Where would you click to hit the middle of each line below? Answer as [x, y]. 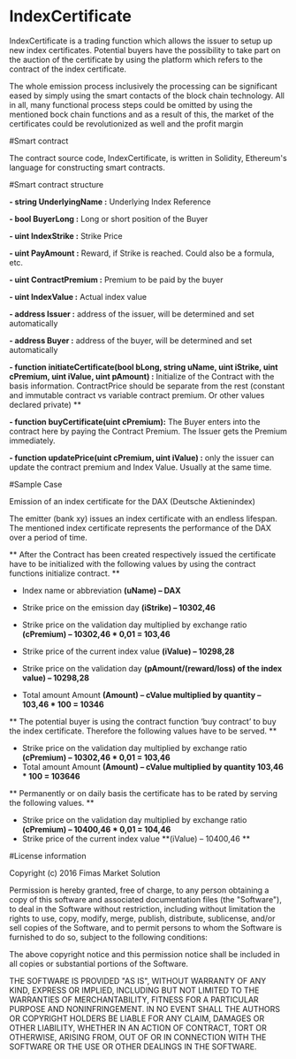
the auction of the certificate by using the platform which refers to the [136, 59]
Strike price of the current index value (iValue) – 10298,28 [128, 651]
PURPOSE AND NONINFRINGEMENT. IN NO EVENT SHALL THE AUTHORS [145, 1009]
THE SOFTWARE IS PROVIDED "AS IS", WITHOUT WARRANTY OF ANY [138, 980]
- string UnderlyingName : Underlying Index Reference [110, 202]
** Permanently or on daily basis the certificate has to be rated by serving [144, 793]
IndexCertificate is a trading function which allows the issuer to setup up [141, 41]
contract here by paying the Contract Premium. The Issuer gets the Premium [148, 431]
